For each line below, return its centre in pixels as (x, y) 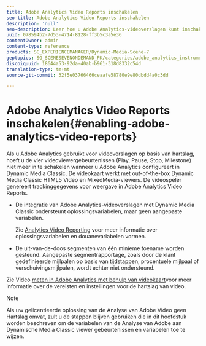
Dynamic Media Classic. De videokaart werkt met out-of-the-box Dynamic (100, 173)
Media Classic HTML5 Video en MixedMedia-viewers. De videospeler (94, 180)
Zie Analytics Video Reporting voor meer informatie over (86, 230)
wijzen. (15, 336)
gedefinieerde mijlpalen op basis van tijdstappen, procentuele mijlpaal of (107, 261)
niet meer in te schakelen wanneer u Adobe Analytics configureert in (93, 167)
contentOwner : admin (33, 41)
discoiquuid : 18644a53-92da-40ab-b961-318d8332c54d (74, 63)
